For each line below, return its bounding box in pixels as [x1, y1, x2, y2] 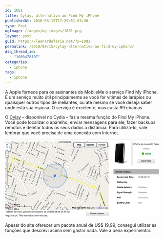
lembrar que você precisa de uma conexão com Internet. [5, 130, 120, 136]
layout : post [5, 34, 32, 39]
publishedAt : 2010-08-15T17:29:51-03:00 [5, 18, 89, 23]
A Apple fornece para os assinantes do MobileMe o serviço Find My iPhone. [5, 89, 158, 95]
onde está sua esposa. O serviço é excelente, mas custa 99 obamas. [5, 105, 144, 110]
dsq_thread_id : [5, 49, 36, 54]
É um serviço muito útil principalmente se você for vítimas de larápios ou [5, 95, 151, 100]
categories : [5, 59, 29, 65]
